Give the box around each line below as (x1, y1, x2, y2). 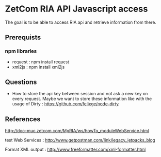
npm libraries (5, 48, 37, 55)
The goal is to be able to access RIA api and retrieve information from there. (5, 19, 157, 25)
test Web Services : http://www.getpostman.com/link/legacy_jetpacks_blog (5, 137, 156, 143)
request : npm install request (12, 59, 69, 65)
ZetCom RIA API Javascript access (5, 3, 148, 14)
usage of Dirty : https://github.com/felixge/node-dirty (12, 101, 119, 107)
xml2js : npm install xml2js (12, 64, 65, 70)
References (5, 115, 41, 123)
